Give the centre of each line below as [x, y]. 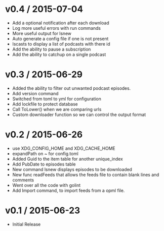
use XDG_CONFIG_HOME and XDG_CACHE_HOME [64, 148]
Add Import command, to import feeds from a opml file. [68, 190]
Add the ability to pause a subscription [52, 49]
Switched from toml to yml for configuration [57, 99]
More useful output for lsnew [42, 33]
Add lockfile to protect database [45, 104]
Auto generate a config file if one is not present [60, 39]
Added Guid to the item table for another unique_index [68, 159]
